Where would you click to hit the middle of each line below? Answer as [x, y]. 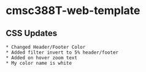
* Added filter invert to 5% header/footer [62, 52]
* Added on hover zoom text [42, 58]
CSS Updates [32, 33]
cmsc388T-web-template [73, 11]
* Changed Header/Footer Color [46, 47]
